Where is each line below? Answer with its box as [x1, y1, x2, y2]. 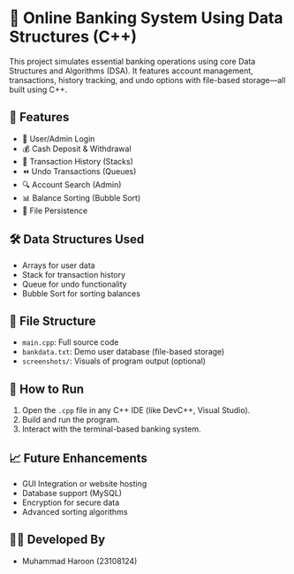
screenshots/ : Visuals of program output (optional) [21, 356, 206, 366]
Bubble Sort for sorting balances [21, 287, 141, 299]
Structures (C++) [9, 27, 138, 47]
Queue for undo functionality [21, 279, 127, 289]
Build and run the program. [21, 415, 120, 425]
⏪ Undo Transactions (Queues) [21, 165, 137, 176]
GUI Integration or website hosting [21, 478, 147, 489]
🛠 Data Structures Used [9, 232, 145, 247]
